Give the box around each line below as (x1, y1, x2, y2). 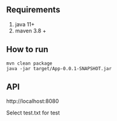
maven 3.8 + (14, 27, 46, 34)
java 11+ (14, 20, 35, 28)
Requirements (6, 5, 60, 15)
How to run (6, 44, 49, 55)
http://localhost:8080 (6, 98, 59, 105)
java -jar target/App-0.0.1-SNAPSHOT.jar (6, 65, 112, 71)
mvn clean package (6, 60, 52, 66)
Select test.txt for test (6, 109, 60, 116)
